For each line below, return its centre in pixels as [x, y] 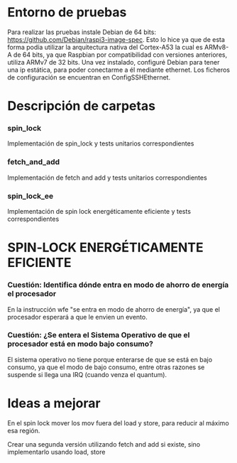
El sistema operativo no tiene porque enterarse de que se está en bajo [110, 359]
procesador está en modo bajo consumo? [81, 344]
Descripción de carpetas [82, 106]
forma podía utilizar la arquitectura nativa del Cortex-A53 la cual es [105, 47]
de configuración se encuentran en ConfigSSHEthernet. [89, 77]
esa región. [24, 430]
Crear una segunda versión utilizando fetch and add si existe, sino [104, 444]
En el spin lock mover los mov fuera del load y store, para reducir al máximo [118, 423]
